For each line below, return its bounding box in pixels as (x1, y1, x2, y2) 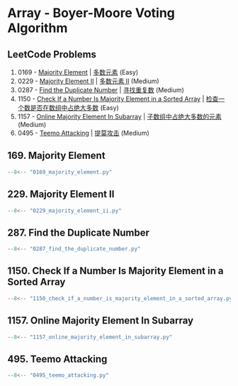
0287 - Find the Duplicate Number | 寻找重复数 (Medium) (17, 86, 184, 94)
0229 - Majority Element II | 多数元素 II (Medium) (17, 77, 159, 85)
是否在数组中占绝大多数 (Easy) (30, 104, 119, 111)
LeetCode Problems (7, 48, 97, 60)
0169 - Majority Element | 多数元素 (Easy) (17, 68, 139, 76)
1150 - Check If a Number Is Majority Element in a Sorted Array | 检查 (17, 94, 219, 103)
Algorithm (7, 20, 68, 36)
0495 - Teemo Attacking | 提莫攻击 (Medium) (17, 129, 150, 137)
